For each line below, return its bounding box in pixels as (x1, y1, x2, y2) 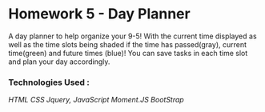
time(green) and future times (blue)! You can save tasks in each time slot (8, 48, 248, 58)
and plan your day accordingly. (8, 57, 110, 66)
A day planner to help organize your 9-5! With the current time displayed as (8, 31, 258, 41)
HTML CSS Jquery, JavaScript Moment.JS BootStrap (8, 95, 184, 105)
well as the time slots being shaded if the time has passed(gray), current (8, 39, 247, 49)
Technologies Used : (8, 77, 90, 88)
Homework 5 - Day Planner (8, 5, 191, 23)
